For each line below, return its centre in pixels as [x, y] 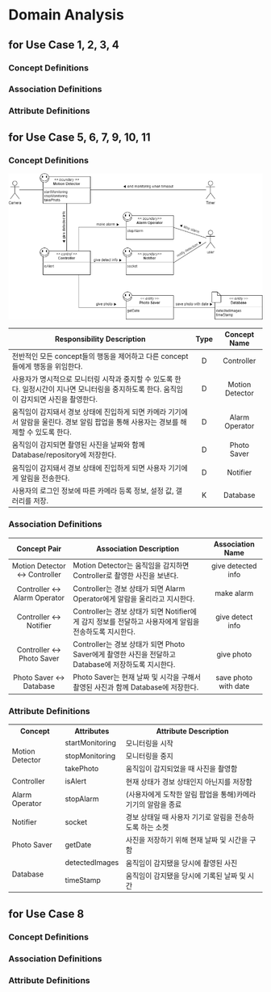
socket [76, 821]
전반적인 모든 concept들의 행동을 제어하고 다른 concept [100, 356]
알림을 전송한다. [45, 478]
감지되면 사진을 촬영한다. [59, 399]
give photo [234, 654]
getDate [78, 844]
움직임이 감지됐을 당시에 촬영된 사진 [181, 863]
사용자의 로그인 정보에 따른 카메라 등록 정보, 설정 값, [93, 490]
